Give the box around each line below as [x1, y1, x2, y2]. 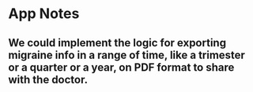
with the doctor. [8, 72, 89, 86]
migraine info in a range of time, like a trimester [8, 48, 245, 61]
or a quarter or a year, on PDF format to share [8, 61, 235, 74]
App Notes [8, 5, 80, 23]
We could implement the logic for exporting [8, 36, 227, 50]
